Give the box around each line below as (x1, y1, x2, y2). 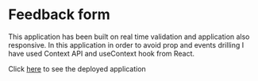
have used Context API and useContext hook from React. (8, 48, 195, 58)
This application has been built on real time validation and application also (8, 32, 250, 41)
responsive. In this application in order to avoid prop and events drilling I (8, 40, 245, 49)
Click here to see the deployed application (8, 64, 147, 73)
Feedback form (8, 6, 111, 24)
